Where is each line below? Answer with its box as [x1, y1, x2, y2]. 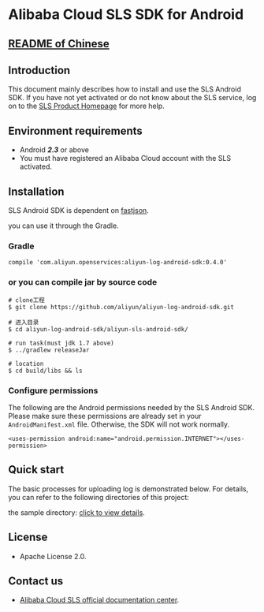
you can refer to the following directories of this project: [8, 492, 189, 502]
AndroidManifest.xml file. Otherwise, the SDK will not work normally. [8, 420, 230, 429]
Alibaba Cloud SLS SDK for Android [8, 6, 244, 24]
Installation [8, 185, 65, 198]
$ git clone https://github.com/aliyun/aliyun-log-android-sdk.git [8, 303, 235, 311]
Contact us [8, 574, 64, 588]
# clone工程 [8, 296, 45, 304]
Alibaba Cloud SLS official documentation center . [19, 595, 180, 605]
